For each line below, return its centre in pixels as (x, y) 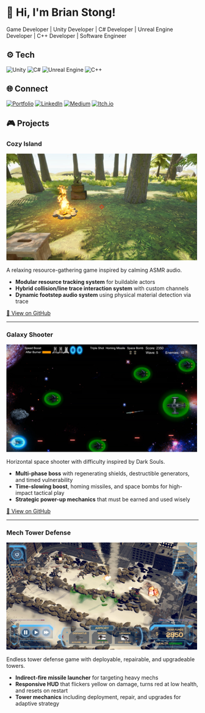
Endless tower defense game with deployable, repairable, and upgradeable (101, 659)
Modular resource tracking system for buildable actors (85, 282)
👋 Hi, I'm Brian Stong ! (61, 12)
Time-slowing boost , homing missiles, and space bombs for (91, 486)
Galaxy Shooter (30, 335)
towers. (16, 666)
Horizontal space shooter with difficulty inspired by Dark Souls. (86, 461)
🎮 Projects (28, 123)
